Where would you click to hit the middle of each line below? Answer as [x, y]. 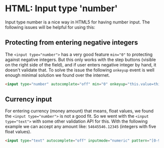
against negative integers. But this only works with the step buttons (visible [81, 60]
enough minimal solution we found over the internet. [58, 75]
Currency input [29, 99]
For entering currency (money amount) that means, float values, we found [79, 111]
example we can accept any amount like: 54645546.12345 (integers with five [81, 127]
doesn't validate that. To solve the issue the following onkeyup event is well [80, 70]
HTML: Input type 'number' [61, 9]
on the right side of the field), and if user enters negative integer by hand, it [81, 64]
